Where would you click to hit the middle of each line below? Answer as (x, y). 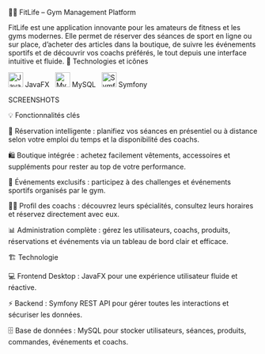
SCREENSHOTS (34, 100)
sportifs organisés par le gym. (57, 190)
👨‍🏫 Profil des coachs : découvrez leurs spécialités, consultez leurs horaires (131, 206)
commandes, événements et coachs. (68, 342)
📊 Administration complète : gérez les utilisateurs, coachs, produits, (119, 230)
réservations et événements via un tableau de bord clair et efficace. (118, 241)
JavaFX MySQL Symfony (86, 84)
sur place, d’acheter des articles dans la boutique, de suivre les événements (132, 44)
